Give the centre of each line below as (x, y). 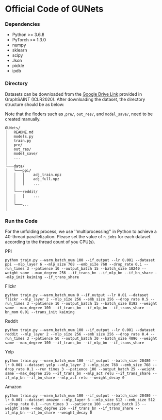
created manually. (23, 119)
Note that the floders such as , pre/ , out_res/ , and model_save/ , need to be (79, 114)
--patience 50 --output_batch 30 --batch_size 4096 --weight (94, 339)
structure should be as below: (35, 104)
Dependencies (23, 24)
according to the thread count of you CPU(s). (50, 242)
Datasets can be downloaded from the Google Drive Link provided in (73, 94)
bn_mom (12, 312)
